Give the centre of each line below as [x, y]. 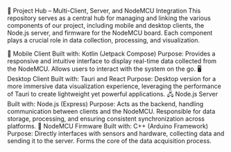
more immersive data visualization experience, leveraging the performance [114, 86]
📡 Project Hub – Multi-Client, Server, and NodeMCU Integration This [104, 11]
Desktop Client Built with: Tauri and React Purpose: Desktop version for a [112, 79]
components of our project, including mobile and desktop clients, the [106, 25]
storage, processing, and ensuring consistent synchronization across [106, 119]
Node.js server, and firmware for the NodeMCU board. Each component [110, 33]
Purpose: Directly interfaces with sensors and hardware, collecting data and [116, 133]
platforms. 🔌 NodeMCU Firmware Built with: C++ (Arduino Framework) [108, 126]
